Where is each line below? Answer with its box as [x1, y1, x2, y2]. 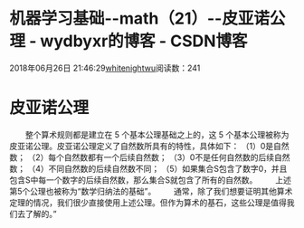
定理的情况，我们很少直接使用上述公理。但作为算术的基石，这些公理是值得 [9, 196, 287, 208]
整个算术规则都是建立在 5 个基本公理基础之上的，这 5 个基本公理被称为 [24, 128, 290, 140]
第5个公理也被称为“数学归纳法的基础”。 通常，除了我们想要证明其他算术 [9, 185, 293, 196]
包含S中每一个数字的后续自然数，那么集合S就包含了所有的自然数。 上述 [9, 174, 291, 185]
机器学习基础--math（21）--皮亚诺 [9, 8, 270, 29]
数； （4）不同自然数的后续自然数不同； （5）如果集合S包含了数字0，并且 [9, 163, 288, 174]
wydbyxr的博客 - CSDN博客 [40, 31, 248, 52]
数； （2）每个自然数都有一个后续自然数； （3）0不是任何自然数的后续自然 [9, 151, 290, 163]
